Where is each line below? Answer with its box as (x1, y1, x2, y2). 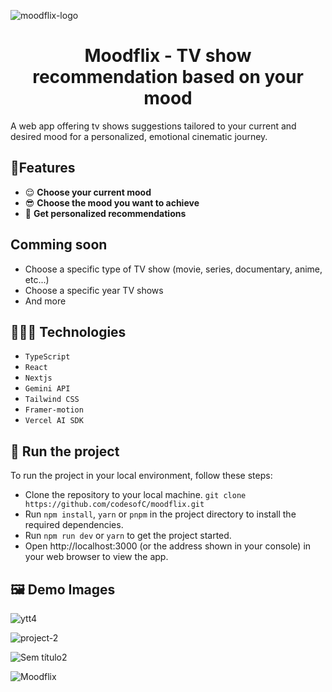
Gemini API (24, 384, 71, 394)
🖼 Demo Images (10, 581, 116, 598)
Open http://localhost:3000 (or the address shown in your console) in (24, 540, 312, 552)
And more (24, 295, 67, 307)
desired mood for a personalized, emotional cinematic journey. (10, 130, 268, 142)
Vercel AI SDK (24, 416, 84, 426)
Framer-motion (24, 405, 84, 415)
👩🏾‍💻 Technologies (10, 323, 127, 340)
